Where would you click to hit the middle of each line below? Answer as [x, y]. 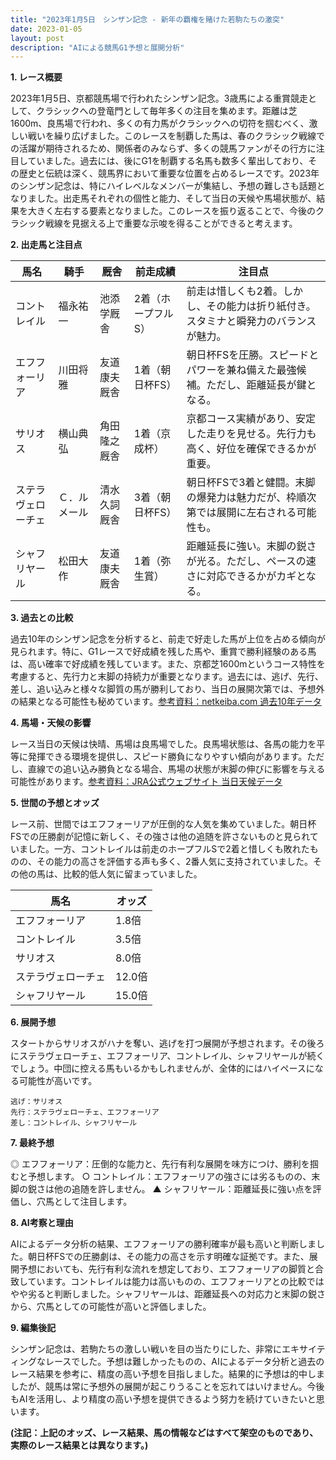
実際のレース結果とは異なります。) [79, 1445]
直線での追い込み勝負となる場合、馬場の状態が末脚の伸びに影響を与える [176, 769]
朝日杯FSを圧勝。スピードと [253, 355]
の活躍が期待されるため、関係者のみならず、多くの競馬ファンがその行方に [163, 148]
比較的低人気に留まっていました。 [132, 874]
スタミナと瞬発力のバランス [251, 321]
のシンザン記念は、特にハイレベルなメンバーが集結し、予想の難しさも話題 [163, 186]
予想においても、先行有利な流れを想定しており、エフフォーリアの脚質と [167, 1269]
